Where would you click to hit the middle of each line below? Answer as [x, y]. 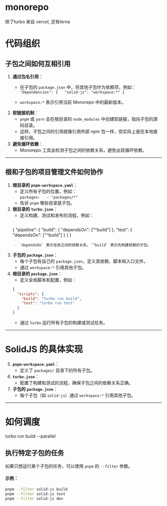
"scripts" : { [31, 294]
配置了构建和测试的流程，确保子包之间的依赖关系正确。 [76, 383]
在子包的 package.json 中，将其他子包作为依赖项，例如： [78, 87]
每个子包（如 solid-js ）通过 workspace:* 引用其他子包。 [78, 395]
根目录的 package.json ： [37, 273]
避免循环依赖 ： [28, 144]
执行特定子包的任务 [35, 453]
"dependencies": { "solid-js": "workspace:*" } [72, 92]
